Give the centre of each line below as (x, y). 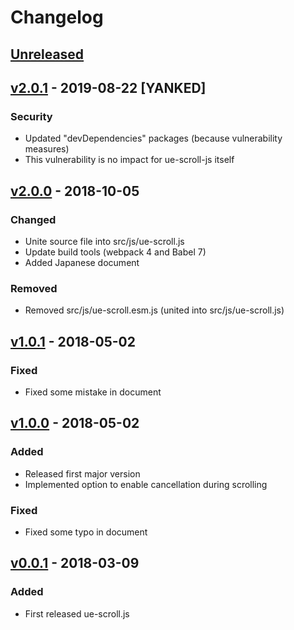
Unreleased (47, 54)
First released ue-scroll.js (77, 613)
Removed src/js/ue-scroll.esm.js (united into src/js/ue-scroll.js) (154, 310)
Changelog (57, 17)
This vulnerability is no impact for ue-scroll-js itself (129, 160)
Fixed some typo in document (86, 532)
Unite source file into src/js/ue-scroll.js (104, 241)
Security (31, 116)
